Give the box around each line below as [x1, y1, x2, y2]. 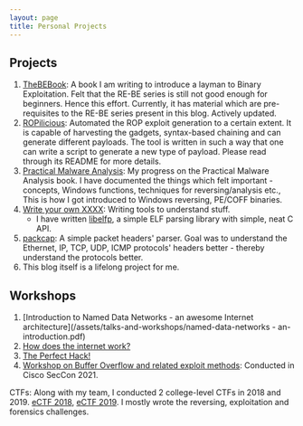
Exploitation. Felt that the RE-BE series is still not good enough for [22, 89, 269, 99]
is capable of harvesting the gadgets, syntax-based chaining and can [22, 128, 282, 138]
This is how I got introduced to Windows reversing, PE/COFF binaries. [22, 194, 283, 205]
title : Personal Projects [9, 22, 107, 31]
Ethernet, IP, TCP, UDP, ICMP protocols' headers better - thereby [22, 242, 265, 253]
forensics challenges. [9, 406, 90, 417]
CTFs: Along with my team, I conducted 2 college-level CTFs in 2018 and [9, 387, 281, 398]
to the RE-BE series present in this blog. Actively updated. [61, 108, 278, 118]
